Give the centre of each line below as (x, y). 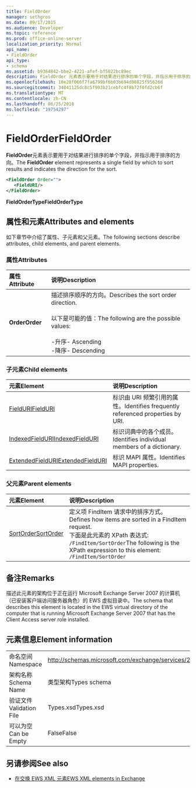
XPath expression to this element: (115, 550)
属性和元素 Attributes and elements (70, 222)
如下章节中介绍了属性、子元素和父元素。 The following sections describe (93, 237)
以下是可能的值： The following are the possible (116, 318)
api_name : (18, 50)
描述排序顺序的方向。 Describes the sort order (114, 295)
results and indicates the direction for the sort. (62, 169)
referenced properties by (147, 414)
